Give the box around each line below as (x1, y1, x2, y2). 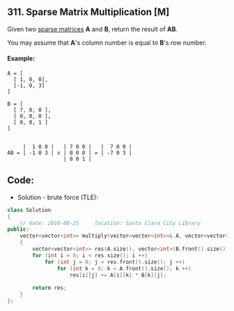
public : (7, 226, 30, 233)
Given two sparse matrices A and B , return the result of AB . (7, 24, 178, 33)
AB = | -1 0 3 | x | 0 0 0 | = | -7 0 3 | (7, 150, 132, 157)
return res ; (32, 284, 68, 291)
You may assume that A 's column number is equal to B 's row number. (7, 38, 207, 47)
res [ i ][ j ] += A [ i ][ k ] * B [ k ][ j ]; (69, 271, 167, 279)
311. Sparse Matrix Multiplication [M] (7, 6, 170, 18)
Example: (7, 55, 36, 63)
